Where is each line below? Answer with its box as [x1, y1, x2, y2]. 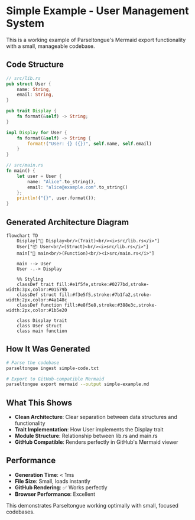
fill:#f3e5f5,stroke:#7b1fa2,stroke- [58, 291, 152, 298]
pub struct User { [6, 81, 51, 87]
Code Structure [6, 60, 64, 70]
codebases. [6, 508, 35, 515]
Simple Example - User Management [6, 4, 189, 18]
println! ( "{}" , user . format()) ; [17, 195, 96, 201]
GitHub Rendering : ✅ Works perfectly [14, 483, 108, 491]
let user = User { [17, 173, 62, 179]
